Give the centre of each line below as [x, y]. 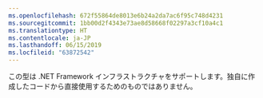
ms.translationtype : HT [48, 30]
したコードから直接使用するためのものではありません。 [106, 86]
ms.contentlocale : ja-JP [50, 38]
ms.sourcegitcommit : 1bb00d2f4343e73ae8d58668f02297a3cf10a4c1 [116, 23]
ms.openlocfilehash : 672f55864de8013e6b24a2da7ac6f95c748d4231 [116, 16]
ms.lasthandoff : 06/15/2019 [55, 45]
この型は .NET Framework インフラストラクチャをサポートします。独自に [128, 76]
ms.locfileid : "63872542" [51, 53]
